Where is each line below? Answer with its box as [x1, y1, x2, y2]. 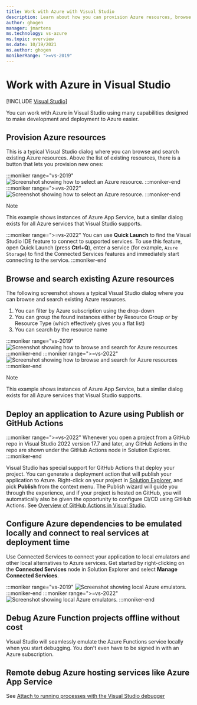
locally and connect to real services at [6, 528, 149, 538]
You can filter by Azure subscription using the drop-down [14, 307, 155, 314]
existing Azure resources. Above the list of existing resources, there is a [6, 154, 181, 161]
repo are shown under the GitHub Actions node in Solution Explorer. [6, 447, 171, 453]
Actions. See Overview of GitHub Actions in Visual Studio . [6, 502, 146, 509]
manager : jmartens [6, 25, 51, 31]
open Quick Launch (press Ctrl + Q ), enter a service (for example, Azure [6, 244, 178, 251]
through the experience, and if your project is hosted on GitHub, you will [6, 489, 182, 496]
